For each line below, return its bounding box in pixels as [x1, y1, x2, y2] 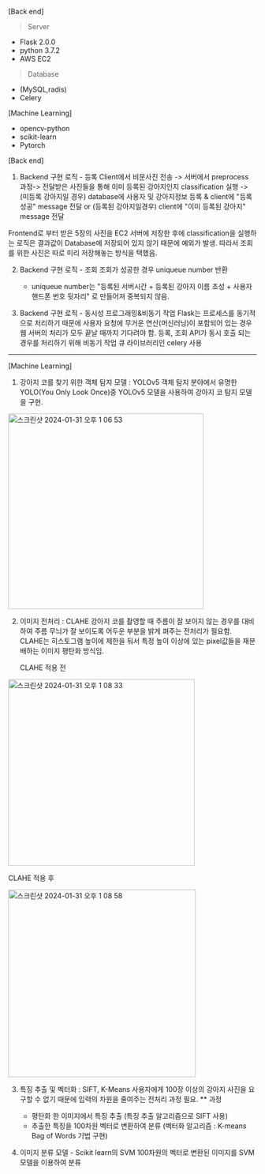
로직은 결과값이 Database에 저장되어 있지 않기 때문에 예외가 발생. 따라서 [16, 239, 239, 247]
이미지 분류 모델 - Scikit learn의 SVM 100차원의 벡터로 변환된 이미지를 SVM [19, 1148, 255, 1157]
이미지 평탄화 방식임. [40, 646, 105, 655]
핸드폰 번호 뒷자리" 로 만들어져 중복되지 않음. [31, 292, 170, 301]
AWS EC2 [19, 55, 51, 63]
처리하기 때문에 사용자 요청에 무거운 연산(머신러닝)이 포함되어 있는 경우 [34, 318, 252, 327]
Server [27, 22, 50, 31]
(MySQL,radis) [19, 85, 67, 94]
